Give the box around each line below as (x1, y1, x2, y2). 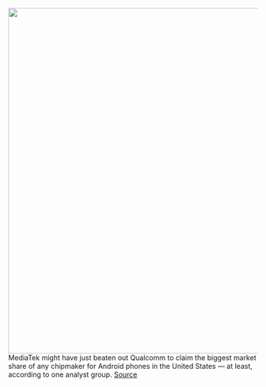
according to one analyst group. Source (8, 370, 138, 379)
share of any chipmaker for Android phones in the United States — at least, (8, 362, 253, 370)
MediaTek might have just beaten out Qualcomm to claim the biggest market (8, 353, 256, 363)
